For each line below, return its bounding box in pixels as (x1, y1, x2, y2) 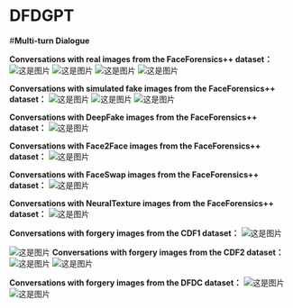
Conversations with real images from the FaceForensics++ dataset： (9, 53, 273, 64)
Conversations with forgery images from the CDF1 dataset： (9, 227, 240, 239)
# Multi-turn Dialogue (9, 35, 90, 46)
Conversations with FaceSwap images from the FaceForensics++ (9, 168, 260, 180)
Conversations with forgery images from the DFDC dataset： (9, 276, 242, 288)
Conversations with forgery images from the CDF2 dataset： (51, 247, 284, 258)
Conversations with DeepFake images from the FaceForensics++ (9, 112, 258, 122)
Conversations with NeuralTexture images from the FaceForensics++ (9, 197, 274, 208)
